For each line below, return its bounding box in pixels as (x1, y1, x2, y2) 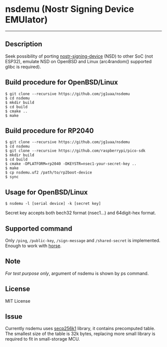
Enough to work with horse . (5, 243, 62, 249)
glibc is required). (5, 64, 41, 70)
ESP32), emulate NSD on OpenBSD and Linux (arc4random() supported (5, 58, 152, 64)
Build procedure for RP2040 (5, 126, 94, 135)
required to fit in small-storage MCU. (5, 336, 81, 342)
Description (5, 40, 42, 48)
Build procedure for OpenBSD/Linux (5, 78, 118, 87)
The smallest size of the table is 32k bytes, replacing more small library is (5, 331, 156, 337)
